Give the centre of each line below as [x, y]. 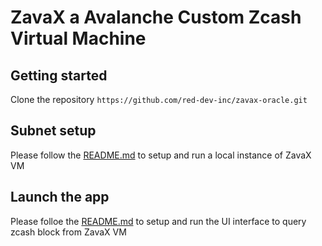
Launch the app [60, 197]
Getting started [59, 75]
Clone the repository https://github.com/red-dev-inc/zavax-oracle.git [159, 99]
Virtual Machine [78, 38]
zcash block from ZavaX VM [68, 232]
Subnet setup [53, 131]
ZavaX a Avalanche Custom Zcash [156, 17]
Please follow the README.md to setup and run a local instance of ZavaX [161, 155]
